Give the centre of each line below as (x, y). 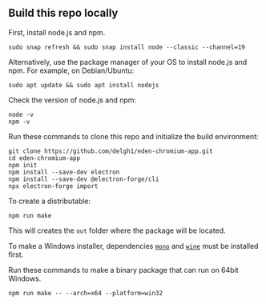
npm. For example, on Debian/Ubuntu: (71, 70)
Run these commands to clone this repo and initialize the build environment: (133, 136)
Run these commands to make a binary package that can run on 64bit (123, 270)
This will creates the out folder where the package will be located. (117, 230)
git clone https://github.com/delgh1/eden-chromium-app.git (111, 151)
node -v (21, 114)
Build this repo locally (63, 13)
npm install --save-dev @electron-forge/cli (84, 179)
